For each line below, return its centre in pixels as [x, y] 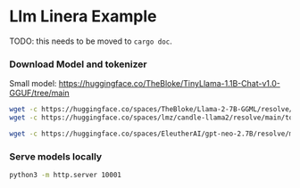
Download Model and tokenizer [78, 64]
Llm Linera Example [83, 16]
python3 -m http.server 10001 [66, 176]
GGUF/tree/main [39, 93]
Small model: [33, 84]
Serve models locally [56, 156]
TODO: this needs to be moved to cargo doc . [91, 41]
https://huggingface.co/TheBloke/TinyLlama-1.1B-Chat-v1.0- [170, 84]
